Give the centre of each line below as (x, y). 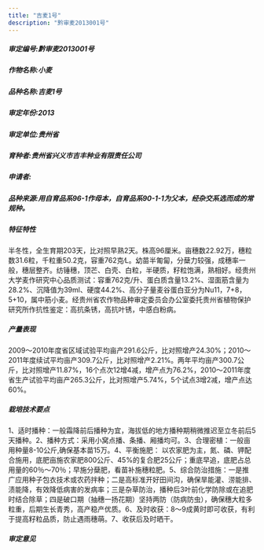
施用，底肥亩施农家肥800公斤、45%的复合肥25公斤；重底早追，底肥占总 (133, 460)
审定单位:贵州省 (33, 134)
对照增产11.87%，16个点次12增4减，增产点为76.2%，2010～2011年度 (140, 370)
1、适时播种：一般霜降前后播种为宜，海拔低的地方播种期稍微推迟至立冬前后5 (132, 430)
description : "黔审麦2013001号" (59, 23)
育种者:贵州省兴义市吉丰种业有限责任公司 (75, 155)
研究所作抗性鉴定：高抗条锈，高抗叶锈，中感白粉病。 (94, 310)
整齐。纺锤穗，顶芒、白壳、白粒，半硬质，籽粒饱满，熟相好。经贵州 (145, 270)
